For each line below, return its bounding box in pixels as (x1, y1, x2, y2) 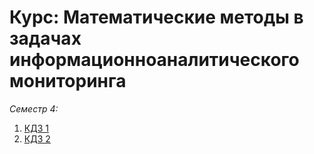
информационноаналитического (9, 49, 300, 71)
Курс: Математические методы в (9, 6, 304, 29)
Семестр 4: (9, 102, 59, 115)
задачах (9, 27, 82, 50)
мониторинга (9, 70, 127, 93)
